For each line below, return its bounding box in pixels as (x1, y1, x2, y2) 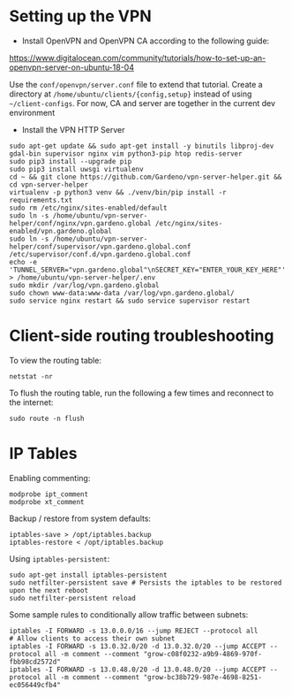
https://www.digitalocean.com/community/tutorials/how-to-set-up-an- (9, 52, 266, 63)
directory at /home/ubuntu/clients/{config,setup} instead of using (9, 88, 252, 99)
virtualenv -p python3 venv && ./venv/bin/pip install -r (9, 188, 227, 196)
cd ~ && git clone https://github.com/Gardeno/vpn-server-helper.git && (9, 172, 282, 181)
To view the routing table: (9, 355, 101, 365)
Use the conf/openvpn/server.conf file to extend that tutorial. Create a (9, 79, 263, 89)
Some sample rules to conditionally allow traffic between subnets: (9, 609, 249, 620)
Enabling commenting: (9, 472, 91, 483)
